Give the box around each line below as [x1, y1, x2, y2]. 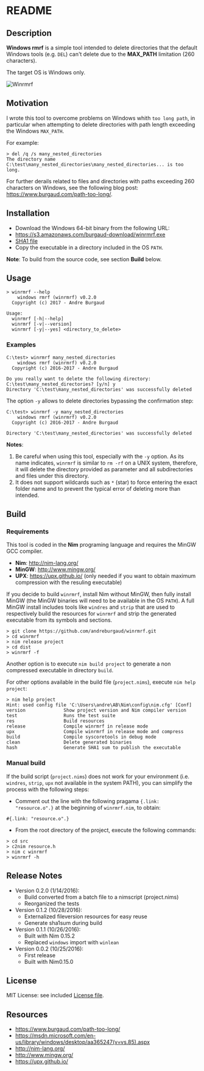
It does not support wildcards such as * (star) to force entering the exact [15, 479, 197, 486]
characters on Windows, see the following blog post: [6, 184, 139, 191]
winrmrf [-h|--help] [12, 316, 64, 322]
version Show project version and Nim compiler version [6, 708, 187, 714]
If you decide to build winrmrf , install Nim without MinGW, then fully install [6, 591, 192, 598]
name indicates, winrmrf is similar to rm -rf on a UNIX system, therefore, [15, 459, 198, 466]
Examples [6, 340, 37, 349]
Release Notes [6, 871, 63, 881]
